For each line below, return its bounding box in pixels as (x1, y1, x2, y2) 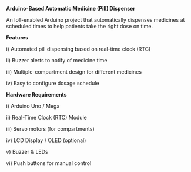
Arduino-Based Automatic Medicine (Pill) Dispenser (6, 5, 136, 12)
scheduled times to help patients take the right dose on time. (6, 23, 153, 29)
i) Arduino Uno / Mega (6, 102, 60, 110)
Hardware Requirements (6, 91, 67, 98)
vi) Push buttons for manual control (6, 160, 92, 167)
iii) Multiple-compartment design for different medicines (6, 68, 142, 75)
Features (6, 34, 28, 41)
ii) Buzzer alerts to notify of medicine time (6, 57, 108, 64)
